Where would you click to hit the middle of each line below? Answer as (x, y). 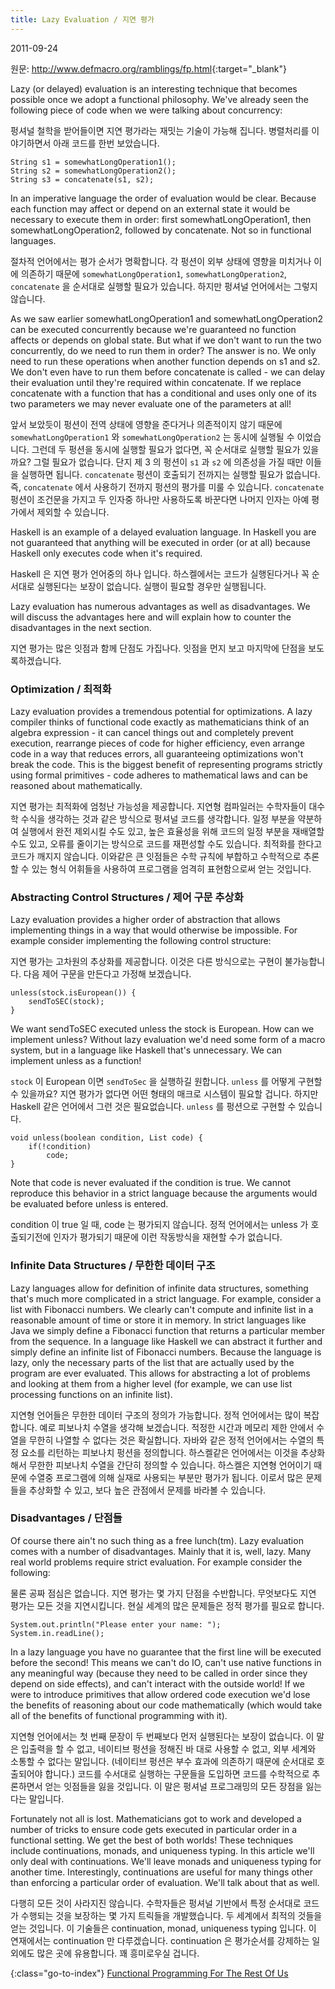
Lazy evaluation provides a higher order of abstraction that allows (145, 920)
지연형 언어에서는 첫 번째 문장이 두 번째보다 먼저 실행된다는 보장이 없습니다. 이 (162, 1736)
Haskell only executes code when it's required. (106, 553)
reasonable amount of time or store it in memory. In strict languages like (158, 1320)
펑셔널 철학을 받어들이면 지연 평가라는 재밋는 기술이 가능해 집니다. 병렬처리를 (160, 130)
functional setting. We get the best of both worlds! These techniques (152, 1840)
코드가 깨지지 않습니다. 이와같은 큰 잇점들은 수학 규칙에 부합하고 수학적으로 (156, 856)
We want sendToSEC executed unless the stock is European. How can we (162, 1029)
